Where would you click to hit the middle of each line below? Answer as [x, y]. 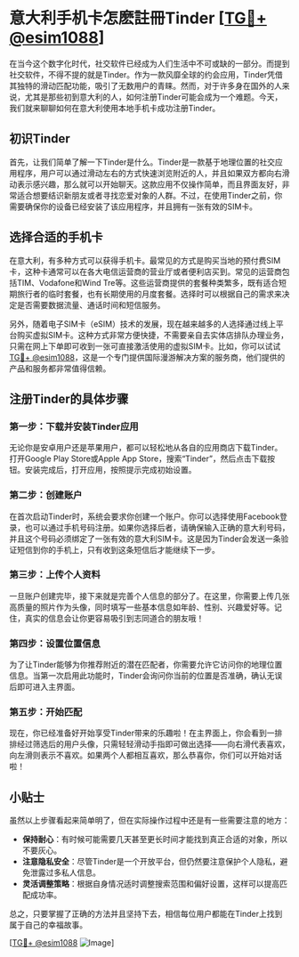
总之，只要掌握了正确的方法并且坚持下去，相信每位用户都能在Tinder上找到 [146, 914]
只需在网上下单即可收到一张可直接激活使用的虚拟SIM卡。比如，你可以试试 [145, 346]
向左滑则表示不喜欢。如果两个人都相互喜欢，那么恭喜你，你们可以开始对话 [145, 755]
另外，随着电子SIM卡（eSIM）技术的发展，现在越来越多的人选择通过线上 [142, 324]
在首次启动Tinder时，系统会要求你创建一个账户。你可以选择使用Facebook [145, 516]
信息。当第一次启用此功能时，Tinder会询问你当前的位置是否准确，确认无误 [146, 676]
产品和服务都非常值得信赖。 [60, 368]
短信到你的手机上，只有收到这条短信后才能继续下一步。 [118, 549]
